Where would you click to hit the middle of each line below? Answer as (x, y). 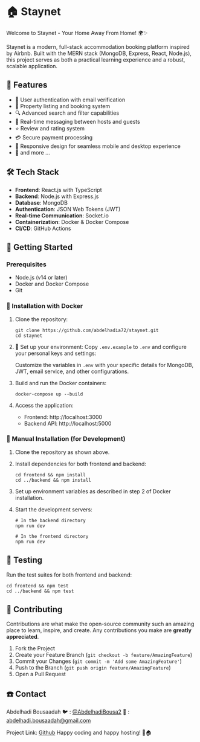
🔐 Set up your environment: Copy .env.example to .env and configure (101, 347)
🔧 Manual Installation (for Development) (66, 439)
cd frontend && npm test (37, 586)
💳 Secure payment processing (54, 137)
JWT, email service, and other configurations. (72, 371)
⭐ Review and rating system (50, 128)
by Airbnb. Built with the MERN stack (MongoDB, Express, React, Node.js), (99, 53)
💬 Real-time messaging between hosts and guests (77, 121)
